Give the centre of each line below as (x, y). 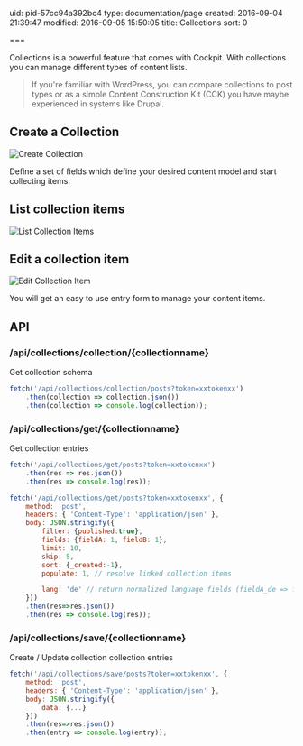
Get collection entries (49, 448)
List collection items (67, 210)
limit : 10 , (62, 548)
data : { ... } (64, 707)
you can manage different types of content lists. (98, 67)
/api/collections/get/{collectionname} (95, 428)
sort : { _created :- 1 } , (83, 565)
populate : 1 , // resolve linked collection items (137, 573)
